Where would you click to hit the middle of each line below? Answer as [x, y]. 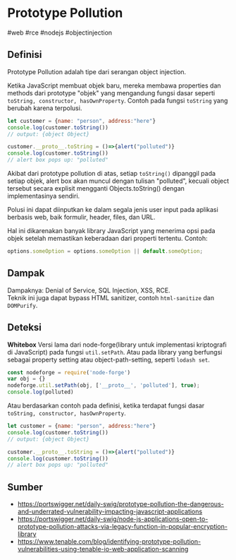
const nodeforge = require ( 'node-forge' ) [69, 372]
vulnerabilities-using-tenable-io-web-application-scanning [103, 549]
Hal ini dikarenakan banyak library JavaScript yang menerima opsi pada [111, 231]
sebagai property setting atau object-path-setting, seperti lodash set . [108, 359]
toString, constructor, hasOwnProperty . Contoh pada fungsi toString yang [118, 100]
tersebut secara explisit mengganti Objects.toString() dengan [96, 188]
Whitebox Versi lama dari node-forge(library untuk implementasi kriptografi [117, 345]
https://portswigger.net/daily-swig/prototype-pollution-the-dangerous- [120, 504]
